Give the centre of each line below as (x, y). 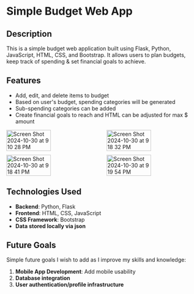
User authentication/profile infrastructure (69, 285)
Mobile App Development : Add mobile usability (75, 272)
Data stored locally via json (50, 226)
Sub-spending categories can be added (65, 108)
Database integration (43, 278)
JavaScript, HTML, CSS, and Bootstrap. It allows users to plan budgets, (96, 55)
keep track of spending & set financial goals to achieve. (76, 61)
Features (24, 81)
